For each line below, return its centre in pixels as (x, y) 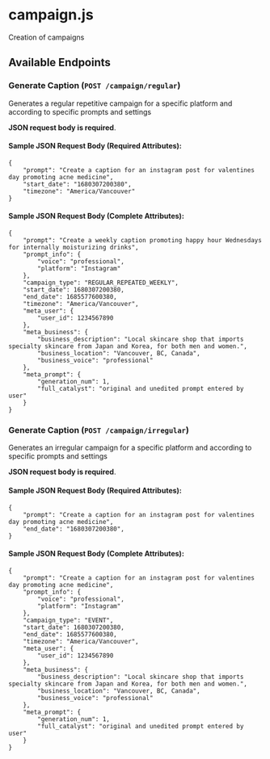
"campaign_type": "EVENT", (68, 620)
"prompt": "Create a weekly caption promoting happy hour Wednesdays (143, 241)
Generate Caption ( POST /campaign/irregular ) (99, 430)
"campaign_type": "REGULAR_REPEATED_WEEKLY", (101, 283)
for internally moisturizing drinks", (74, 248)
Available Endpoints (60, 63)
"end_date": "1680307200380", (74, 529)
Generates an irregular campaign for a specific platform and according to (130, 448)
